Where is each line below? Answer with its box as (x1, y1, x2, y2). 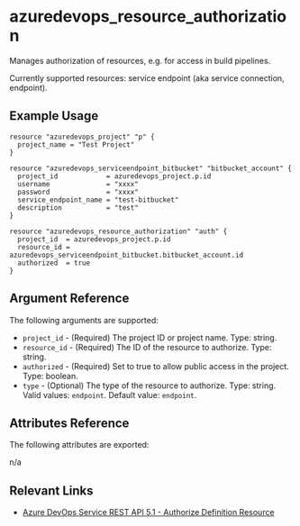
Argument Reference (9, 291, 130, 306)
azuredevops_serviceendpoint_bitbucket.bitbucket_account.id (9, 250, 244, 259)
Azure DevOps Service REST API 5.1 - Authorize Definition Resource (22, 507, 275, 518)
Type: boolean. (22, 370, 78, 381)
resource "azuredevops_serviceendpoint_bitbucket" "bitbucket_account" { (9, 164, 293, 173)
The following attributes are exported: (9, 440, 150, 450)
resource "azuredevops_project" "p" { (9, 132, 155, 141)
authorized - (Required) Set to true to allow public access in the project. (22, 360, 290, 371)
